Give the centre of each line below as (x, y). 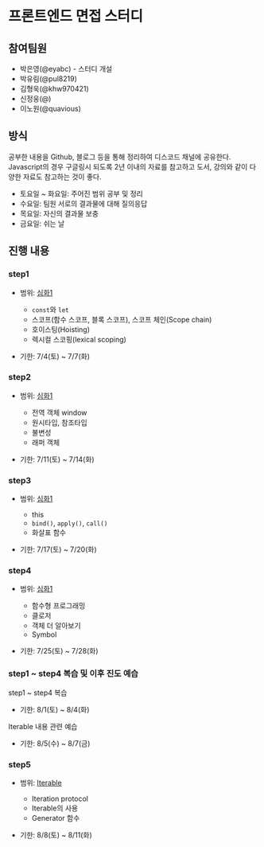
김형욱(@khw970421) (54, 89)
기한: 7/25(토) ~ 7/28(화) (59, 651)
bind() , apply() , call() (70, 523)
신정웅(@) (35, 99)
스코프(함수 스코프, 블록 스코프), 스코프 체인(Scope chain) (122, 319)
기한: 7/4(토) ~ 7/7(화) (54, 356)
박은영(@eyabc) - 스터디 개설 (66, 69)
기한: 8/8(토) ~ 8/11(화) (56, 835)
